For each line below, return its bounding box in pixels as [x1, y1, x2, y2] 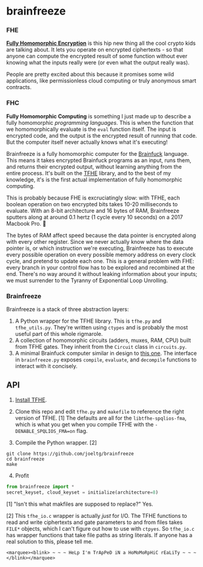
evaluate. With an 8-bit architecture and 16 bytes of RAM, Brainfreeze [6, 207, 180, 214]
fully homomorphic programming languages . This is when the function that [6, 119, 194, 126]
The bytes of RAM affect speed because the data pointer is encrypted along [6, 232, 196, 239]
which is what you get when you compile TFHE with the [15, 420, 154, 428]
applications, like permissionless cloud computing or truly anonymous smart [6, 77, 197, 84]
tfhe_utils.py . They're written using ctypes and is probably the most [15, 324, 188, 331]
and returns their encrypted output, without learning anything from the [6, 163, 182, 170]
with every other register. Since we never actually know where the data [6, 238, 184, 245]
